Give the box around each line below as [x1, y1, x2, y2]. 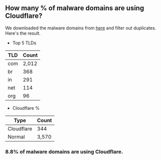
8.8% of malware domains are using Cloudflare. [5, 148, 123, 155]
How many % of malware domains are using [5, 4, 145, 12]
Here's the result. [5, 30, 41, 36]
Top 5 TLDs [12, 40, 36, 46]
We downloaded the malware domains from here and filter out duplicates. [5, 25, 157, 31]
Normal [7, 133, 25, 140]
